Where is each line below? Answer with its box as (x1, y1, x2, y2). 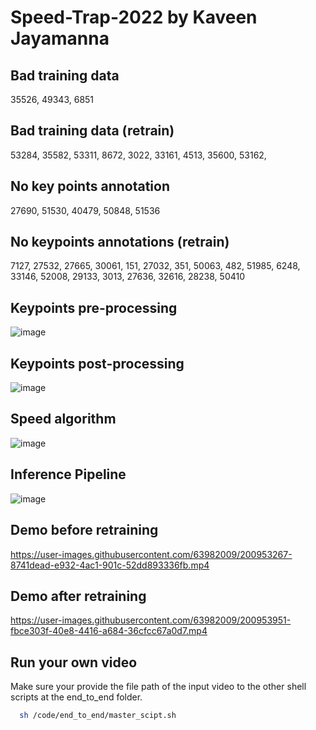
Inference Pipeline (10, 466, 127, 483)
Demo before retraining (10, 522, 159, 539)
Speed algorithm (10, 411, 117, 428)
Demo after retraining (10, 587, 147, 605)
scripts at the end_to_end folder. (10, 691, 143, 703)
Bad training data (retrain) (10, 122, 175, 140)
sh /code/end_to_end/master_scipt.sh (19, 711, 177, 721)
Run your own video (10, 654, 138, 671)
